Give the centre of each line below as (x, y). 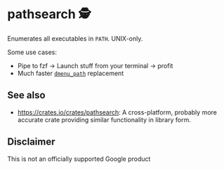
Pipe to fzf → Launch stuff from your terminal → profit (95, 65)
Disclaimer (31, 142)
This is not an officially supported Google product (79, 159)
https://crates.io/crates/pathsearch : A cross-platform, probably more (117, 112)
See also (26, 95)
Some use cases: (32, 52)
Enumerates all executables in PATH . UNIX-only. (75, 38)
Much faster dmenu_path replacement (71, 73)
